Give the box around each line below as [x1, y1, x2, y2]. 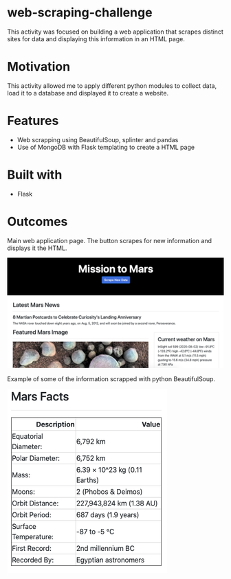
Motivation [7, 59, 71, 75]
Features [7, 113, 59, 128]
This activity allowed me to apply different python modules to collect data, [7, 81, 217, 90]
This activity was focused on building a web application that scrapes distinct [7, 27, 223, 36]
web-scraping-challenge [7, 5, 153, 21]
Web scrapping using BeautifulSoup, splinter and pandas [16, 135, 179, 144]
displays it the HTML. [7, 244, 67, 252]
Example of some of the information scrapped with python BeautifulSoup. [7, 374, 215, 383]
